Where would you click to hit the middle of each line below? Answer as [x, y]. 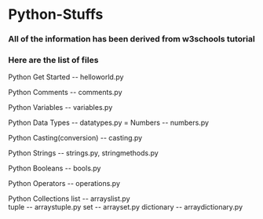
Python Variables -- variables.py [60, 108]
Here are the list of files [53, 60]
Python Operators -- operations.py [64, 184]
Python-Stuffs [56, 15]
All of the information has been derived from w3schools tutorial [131, 39]
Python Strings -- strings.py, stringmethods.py [83, 153]
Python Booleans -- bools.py [55, 168]
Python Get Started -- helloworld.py [66, 77]
